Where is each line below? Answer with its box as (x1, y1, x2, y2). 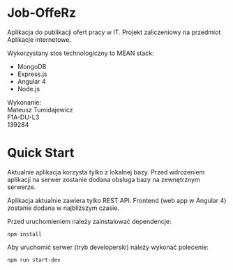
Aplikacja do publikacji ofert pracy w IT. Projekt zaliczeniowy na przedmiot (7, 28, 221, 36)
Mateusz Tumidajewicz (7, 105, 73, 114)
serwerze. (7, 183, 36, 191)
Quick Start (7, 145, 75, 161)
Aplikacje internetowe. (7, 35, 72, 43)
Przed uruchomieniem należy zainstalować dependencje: (7, 217, 172, 225)
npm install (7, 230, 42, 238)
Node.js (17, 84, 40, 93)
